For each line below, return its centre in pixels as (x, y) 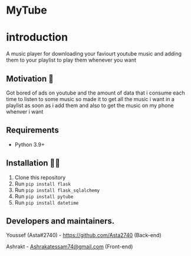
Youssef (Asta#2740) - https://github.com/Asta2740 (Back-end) (84, 235)
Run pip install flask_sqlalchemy (57, 190)
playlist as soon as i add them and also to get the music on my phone (90, 105)
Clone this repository (40, 177)
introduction (37, 38)
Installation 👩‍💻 (33, 163)
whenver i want (25, 111)
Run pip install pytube (44, 196)
